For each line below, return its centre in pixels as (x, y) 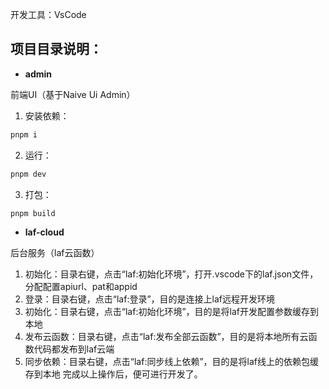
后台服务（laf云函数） (55, 253)
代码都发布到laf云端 (74, 349)
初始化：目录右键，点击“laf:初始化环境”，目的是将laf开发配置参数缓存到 (172, 312)
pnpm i (24, 134)
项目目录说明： (56, 49)
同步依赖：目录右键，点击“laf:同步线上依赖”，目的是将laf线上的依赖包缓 (172, 362)
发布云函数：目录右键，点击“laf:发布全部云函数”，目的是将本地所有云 (166, 337)
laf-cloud (44, 232)
